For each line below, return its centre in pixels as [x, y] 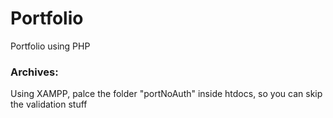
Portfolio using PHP [50, 46]
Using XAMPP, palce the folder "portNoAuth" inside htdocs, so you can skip [166, 94]
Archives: [34, 72]
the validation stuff [49, 104]
